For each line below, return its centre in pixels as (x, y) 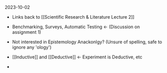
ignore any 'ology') (32, 47)
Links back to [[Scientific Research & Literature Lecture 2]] (73, 17)
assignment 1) (27, 32)
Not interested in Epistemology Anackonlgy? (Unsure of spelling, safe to (87, 42)
